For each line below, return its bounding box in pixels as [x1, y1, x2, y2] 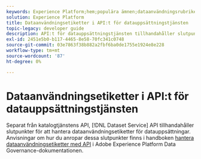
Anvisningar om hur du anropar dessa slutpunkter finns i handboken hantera [6, 135, 194, 142]
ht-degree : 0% [6, 58, 42, 64]
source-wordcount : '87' [6, 53, 66, 59]
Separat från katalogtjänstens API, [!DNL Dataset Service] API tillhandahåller [6, 121, 194, 129]
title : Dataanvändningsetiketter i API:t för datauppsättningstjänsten [6, 20, 188, 26]
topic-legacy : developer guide [6, 25, 84, 32]
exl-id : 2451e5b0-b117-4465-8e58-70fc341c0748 [6, 36, 124, 42]
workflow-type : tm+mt [6, 48, 60, 54]
